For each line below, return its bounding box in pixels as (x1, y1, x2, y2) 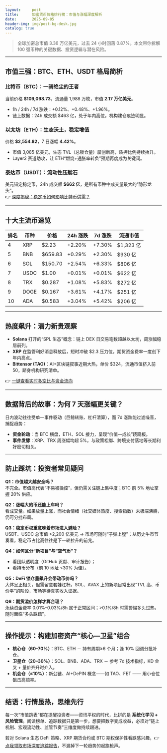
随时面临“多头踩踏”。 (5, 611, 49, 617)
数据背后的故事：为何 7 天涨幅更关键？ (5, 400, 123, 408)
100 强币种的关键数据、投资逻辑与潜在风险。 (17, 46, 109, 52)
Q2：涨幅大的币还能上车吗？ (5, 501, 64, 507)
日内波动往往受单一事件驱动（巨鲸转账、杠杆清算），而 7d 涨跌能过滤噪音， (5, 414, 159, 420)
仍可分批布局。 (5, 514, 36, 520)
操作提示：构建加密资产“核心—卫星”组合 (5, 632, 130, 640)
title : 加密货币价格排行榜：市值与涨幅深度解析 (5, 12, 102, 17)
